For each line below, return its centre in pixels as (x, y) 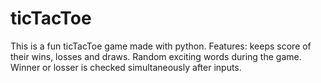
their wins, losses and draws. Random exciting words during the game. (156, 56)
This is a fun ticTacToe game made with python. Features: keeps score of (161, 46)
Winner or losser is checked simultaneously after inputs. (126, 67)
